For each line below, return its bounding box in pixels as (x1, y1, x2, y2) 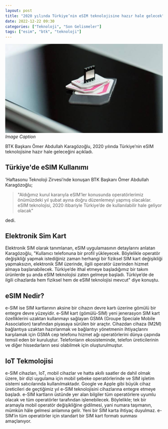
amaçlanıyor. (5, 418, 31, 424)
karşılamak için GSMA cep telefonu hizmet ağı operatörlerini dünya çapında (5, 332, 160, 338)
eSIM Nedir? (5, 292, 44, 300)
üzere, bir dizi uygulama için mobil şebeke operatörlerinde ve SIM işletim (5, 375, 155, 381)
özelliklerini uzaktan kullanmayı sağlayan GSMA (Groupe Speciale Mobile (5, 316, 155, 322)
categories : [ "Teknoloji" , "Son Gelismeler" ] (5, 24, 101, 29)
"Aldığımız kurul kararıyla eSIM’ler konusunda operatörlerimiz (17, 191, 143, 198)
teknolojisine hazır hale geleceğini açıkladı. (5, 149, 93, 155)
